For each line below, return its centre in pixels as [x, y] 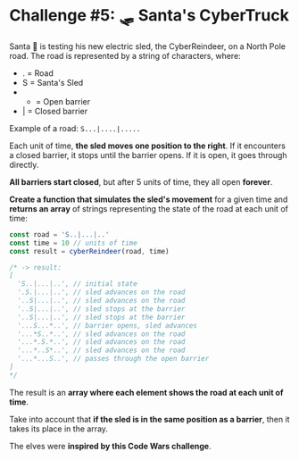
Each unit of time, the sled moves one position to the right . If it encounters [147, 146]
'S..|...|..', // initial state [78, 284]
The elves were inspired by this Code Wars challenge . [110, 446]
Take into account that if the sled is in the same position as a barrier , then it [149, 419]
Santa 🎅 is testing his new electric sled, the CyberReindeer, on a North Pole [147, 46]
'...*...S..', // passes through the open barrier [113, 359]
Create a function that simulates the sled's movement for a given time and [149, 199]
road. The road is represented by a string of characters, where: [125, 55]
